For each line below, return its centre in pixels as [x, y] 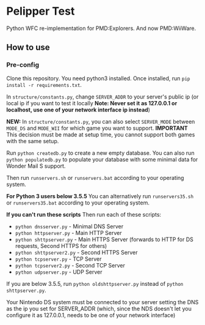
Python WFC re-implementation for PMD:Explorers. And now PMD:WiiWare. [101, 28]
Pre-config [23, 65]
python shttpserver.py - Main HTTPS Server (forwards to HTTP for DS [104, 239]
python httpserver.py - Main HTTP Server [68, 233]
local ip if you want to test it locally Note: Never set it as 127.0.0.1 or [92, 103]
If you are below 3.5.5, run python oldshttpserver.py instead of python [95, 283]
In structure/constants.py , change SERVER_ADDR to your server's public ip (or [103, 97]
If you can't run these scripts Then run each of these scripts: [84, 214]
